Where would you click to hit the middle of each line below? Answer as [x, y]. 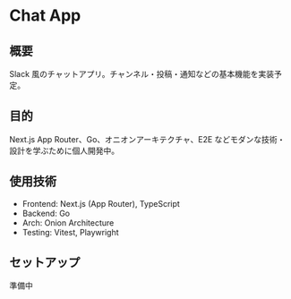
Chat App [45, 16]
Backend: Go [46, 213]
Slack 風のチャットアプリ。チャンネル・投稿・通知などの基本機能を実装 [142, 74]
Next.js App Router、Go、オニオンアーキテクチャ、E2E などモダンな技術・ [147, 139]
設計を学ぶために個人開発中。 [64, 150]
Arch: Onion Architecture [68, 222]
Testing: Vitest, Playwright [70, 232]
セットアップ [45, 263]
